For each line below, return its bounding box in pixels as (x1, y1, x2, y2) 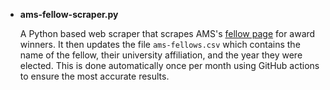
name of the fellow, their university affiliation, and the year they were (19, 49, 303, 61)
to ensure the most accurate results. (19, 70, 170, 82)
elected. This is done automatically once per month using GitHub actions (19, 60, 320, 71)
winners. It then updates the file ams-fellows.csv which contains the (19, 39, 301, 50)
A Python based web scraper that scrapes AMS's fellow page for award (19, 28, 316, 39)
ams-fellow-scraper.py (19, 9, 119, 20)
